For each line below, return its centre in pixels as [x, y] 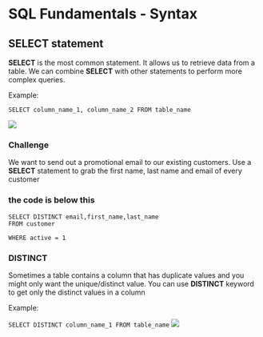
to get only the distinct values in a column [77, 292]
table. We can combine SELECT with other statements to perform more [125, 71]
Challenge [29, 145]
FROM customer [32, 224]
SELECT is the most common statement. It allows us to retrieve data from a [132, 62]
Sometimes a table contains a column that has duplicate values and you [126, 275]
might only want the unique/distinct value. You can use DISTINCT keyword [131, 283]
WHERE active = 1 [37, 238]
